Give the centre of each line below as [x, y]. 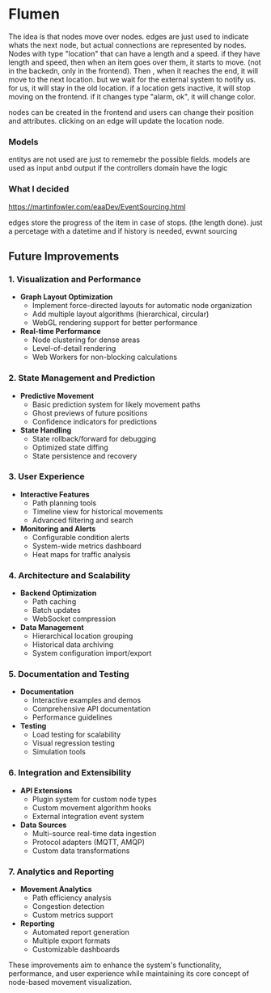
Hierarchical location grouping [83, 636]
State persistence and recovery [85, 456]
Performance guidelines [72, 717]
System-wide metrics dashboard [87, 546]
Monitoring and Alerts [58, 528]
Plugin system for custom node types [95, 799]
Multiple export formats [71, 940]
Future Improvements [64, 256]
